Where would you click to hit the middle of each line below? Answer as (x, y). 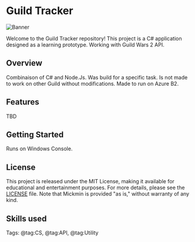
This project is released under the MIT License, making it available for (90, 181)
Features (23, 102)
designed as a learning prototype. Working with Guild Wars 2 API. (85, 45)
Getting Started (35, 134)
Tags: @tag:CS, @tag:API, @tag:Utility (52, 233)
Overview (24, 63)
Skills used (26, 219)
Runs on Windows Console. (39, 149)
